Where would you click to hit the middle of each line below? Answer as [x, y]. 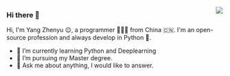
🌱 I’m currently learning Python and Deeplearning [86, 51]
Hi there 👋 [23, 15]
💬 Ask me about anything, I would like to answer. [85, 66]
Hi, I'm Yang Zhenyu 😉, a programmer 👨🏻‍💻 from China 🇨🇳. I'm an [101, 30]
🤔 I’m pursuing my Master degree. [64, 58]
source [16, 38]
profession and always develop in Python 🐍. [90, 38]
